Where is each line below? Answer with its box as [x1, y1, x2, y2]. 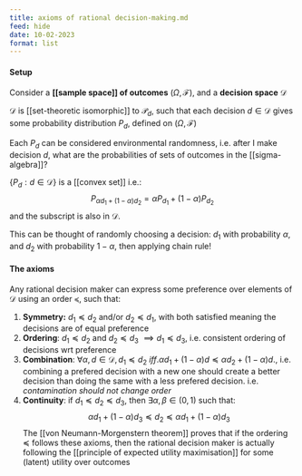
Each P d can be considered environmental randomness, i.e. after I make [9, 138, 278, 151]
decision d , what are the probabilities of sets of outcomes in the [9, 149, 248, 160]
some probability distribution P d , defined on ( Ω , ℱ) [9, 118, 198, 131]
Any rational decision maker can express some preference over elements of [9, 283, 293, 295]
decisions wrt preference [22, 345, 117, 355]
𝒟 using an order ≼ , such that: [9, 293, 121, 304]
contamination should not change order [22, 384, 172, 395]
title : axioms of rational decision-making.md [9, 13, 189, 23]
